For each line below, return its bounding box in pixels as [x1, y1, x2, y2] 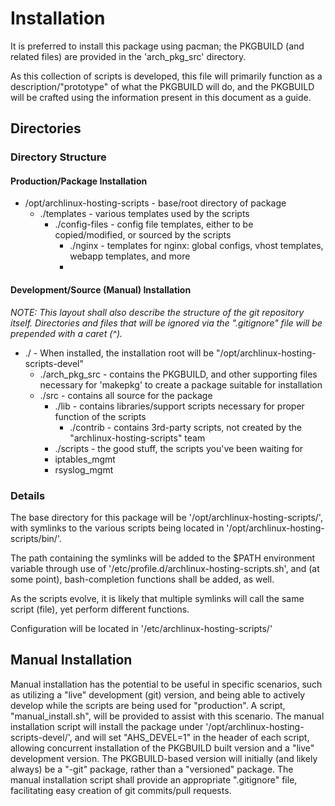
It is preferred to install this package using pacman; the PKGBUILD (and [10, 40, 305, 52]
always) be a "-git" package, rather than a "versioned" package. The [10, 763, 294, 775]
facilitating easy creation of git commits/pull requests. [10, 784, 232, 796]
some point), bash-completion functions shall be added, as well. [10, 573, 275, 585]
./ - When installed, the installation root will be [24, 347, 215, 359]
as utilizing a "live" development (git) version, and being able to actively [10, 688, 306, 701]
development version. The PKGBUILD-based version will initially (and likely [10, 752, 318, 764]
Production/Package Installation [10, 175, 148, 187]
